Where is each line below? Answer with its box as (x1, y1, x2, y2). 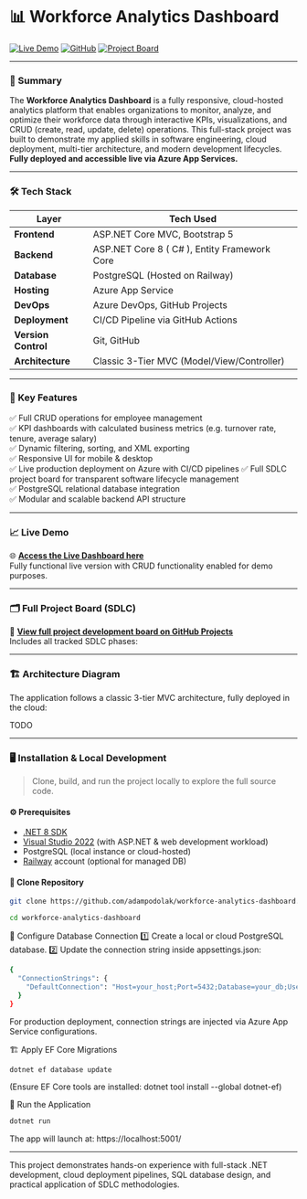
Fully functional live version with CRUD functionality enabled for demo (9, 560, 273, 571)
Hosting (14, 283, 49, 296)
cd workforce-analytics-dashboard (9, 914, 142, 923)
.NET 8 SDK (22, 827, 68, 838)
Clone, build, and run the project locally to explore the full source (31, 776, 277, 787)
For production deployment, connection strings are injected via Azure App (9, 1015, 289, 1027)
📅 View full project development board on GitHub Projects (9, 626, 234, 637)
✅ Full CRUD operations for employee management (9, 412, 203, 423)
